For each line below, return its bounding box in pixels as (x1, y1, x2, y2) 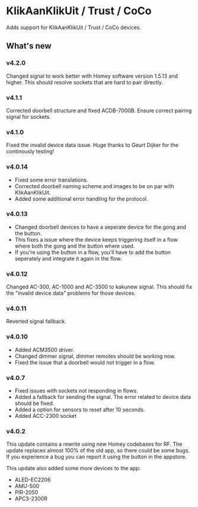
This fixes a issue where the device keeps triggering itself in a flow (14, 236, 178, 243)
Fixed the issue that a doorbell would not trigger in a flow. (14, 359, 155, 366)
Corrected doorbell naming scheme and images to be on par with (14, 182, 175, 189)
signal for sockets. (6, 113, 52, 120)
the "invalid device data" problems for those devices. (6, 290, 136, 297)
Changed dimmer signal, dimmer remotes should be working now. (14, 352, 176, 360)
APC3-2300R (14, 495, 48, 502)
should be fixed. (14, 400, 55, 407)
